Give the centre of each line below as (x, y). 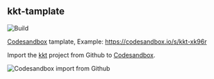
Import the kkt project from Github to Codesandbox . (81, 55)
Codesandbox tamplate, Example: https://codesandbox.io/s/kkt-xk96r (107, 42)
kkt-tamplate (36, 11)
